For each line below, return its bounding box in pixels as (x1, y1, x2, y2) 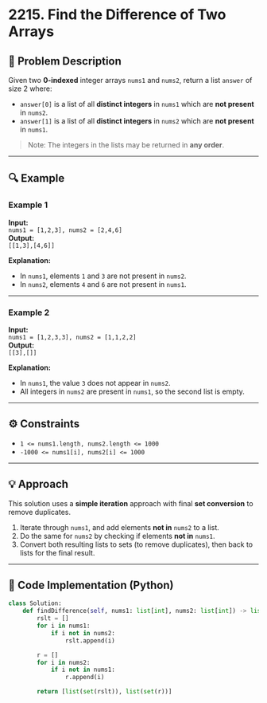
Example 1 (8, 199, 48, 210)
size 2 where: (8, 84, 53, 93)
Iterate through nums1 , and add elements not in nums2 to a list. (19, 522, 220, 532)
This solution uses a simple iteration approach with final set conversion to (8, 498, 253, 508)
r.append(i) (64, 674, 105, 681)
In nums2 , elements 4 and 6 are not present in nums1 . (19, 279, 187, 289)
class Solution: (8, 599, 62, 607)
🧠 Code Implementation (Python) (8, 579, 174, 591)
